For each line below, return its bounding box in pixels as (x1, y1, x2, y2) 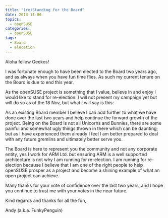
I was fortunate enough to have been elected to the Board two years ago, (5, 68, 157, 75)
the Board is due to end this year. (5, 79, 74, 85)
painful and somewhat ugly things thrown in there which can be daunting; (5, 125, 158, 131)
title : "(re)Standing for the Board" (5, 7, 85, 13)
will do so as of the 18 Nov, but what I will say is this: (5, 99, 115, 106)
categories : (5, 26, 30, 31)
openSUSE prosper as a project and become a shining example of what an (5, 167, 160, 173)
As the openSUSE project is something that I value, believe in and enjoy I (5, 89, 156, 95)
